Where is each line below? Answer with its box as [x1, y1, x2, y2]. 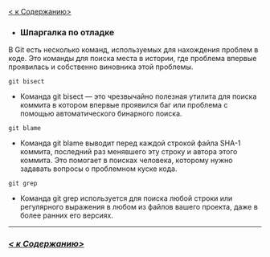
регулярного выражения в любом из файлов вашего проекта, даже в [19, 202, 259, 212]
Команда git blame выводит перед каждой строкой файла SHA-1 [19, 138, 241, 148]
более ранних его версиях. [19, 210, 114, 220]
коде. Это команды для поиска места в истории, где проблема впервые [8, 54, 257, 63]
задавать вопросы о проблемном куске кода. [19, 164, 178, 173]
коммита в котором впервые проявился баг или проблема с [19, 100, 228, 110]
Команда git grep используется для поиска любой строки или [19, 194, 233, 203]
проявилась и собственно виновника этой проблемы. [8, 62, 194, 71]
